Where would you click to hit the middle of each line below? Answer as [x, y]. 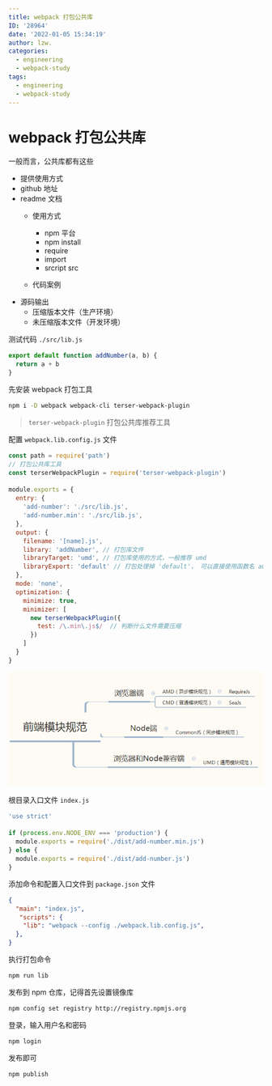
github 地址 [39, 189]
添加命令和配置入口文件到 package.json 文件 [82, 884]
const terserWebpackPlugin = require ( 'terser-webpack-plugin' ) [117, 473]
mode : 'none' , [39, 584]
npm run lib [28, 976]
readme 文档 [41, 199]
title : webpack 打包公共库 [51, 17]
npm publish [28, 1074]
